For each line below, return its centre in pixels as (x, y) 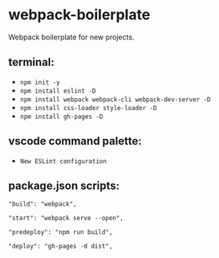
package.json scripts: (64, 185)
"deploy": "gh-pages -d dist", (61, 247)
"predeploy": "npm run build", (61, 232)
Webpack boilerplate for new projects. (71, 37)
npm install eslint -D (58, 91)
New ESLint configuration (63, 161)
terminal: (31, 62)
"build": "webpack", (43, 204)
